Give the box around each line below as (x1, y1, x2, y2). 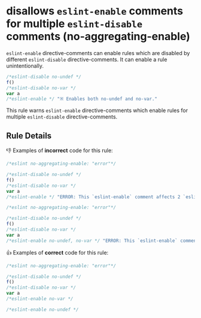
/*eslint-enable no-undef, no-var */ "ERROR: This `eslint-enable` (6, 238, 178, 244)
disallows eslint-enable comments (6, 4, 184, 18)
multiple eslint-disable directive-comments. (6, 113, 118, 120)
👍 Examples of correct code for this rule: (6, 249, 109, 256)
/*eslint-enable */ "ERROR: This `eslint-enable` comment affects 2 (6, 193, 181, 200)
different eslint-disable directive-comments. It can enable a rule (6, 56, 167, 63)
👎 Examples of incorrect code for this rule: (6, 147, 113, 154)
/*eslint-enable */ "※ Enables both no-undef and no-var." (6, 96, 157, 102)
